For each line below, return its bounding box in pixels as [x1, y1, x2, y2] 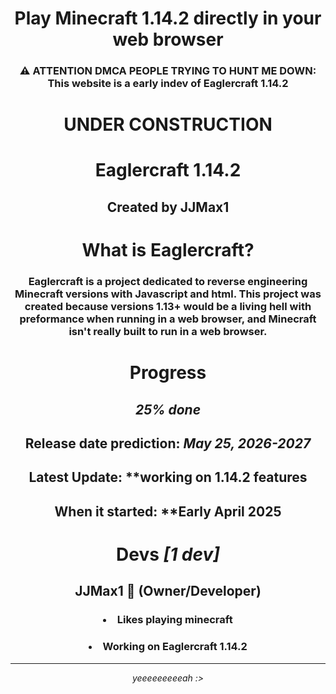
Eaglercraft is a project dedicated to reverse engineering [28, 274, 308, 288]
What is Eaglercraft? [81, 239, 255, 262]
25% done [134, 401, 202, 418]
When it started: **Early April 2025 [54, 503, 282, 520]
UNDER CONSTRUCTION [63, 113, 273, 136]
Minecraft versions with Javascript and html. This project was [14, 287, 322, 301]
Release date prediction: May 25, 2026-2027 [24, 435, 312, 452]
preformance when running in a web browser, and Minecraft [19, 312, 317, 326]
